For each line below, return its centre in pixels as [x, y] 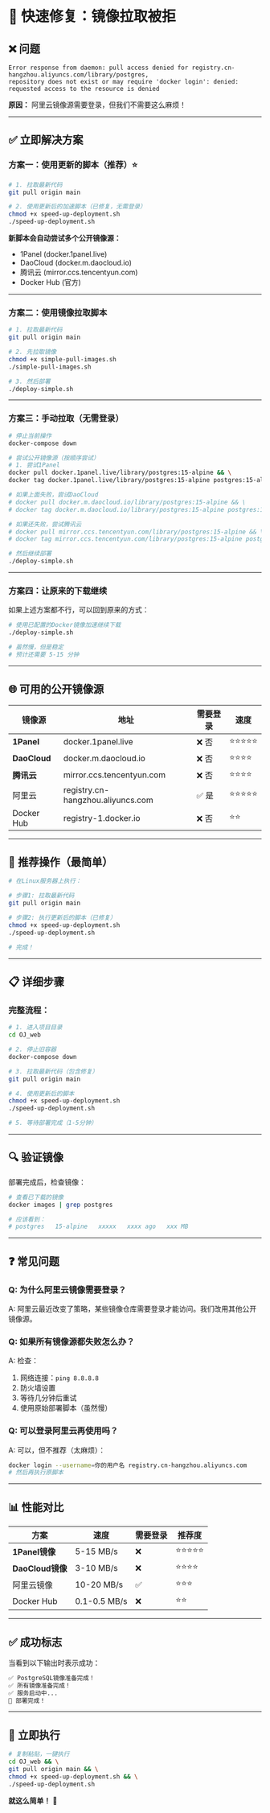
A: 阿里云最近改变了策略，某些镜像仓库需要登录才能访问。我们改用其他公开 [133, 1309]
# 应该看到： [27, 1219]
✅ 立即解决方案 [46, 140]
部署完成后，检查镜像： [47, 1182]
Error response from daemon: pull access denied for [98, 68]
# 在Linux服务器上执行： [45, 881]
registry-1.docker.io [102, 818]
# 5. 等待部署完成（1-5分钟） [53, 1123]
